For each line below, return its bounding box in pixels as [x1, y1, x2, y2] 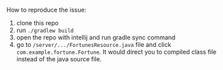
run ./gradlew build [16, 27, 74, 34]
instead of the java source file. [16, 55, 102, 63]
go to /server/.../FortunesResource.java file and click [16, 41, 172, 48]
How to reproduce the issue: [6, 6, 87, 14]
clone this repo [16, 19, 59, 27]
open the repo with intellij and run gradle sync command [16, 33, 176, 41]
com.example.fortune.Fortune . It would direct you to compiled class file [16, 48, 217, 56]
